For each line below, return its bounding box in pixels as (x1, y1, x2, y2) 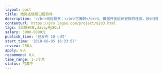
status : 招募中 (5, 61, 33, 66)
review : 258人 (5, 43, 33, 48)
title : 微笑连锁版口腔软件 (5, 12, 53, 17)
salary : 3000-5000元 (5, 30, 46, 35)
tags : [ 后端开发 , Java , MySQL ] (5, 25, 61, 30)
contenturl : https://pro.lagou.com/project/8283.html (5, 20, 116, 26)
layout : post (5, 7, 32, 12)
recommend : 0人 (5, 52, 35, 57)
